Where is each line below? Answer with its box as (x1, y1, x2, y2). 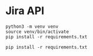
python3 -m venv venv (5, 24, 59, 29)
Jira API (5, 4, 45, 18)
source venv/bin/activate (5, 28, 69, 35)
